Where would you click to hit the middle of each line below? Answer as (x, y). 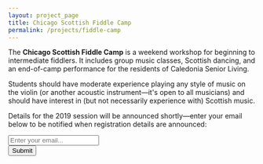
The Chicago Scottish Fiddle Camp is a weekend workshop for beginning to (131, 53)
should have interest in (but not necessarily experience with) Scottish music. (131, 101)
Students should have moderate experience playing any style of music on (127, 84)
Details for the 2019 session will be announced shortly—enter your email (125, 116)
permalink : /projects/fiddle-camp (65, 30)
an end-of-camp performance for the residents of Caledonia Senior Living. (129, 69)
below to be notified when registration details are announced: (108, 124)
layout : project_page (44, 15)
